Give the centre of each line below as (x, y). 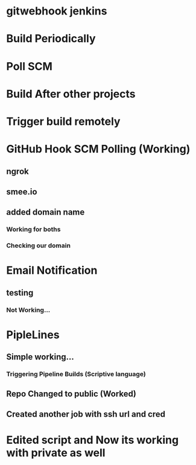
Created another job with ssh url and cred (86, 414)
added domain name (46, 212)
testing (20, 293)
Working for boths (33, 229)
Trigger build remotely (63, 121)
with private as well (56, 453)
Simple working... (40, 357)
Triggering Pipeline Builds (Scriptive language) (76, 374)
